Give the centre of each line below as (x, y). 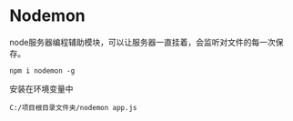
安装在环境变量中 (41, 88)
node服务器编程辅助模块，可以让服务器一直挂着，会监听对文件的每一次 (142, 42)
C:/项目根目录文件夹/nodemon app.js (73, 107)
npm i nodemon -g (42, 71)
